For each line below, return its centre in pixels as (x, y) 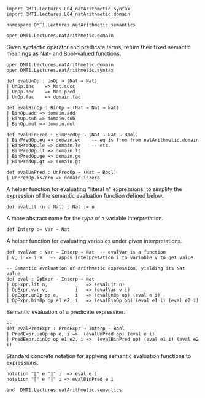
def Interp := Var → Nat (38, 230)
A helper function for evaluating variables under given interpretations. (95, 241)
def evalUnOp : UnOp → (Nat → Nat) (52, 81)
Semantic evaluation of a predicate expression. (66, 312)
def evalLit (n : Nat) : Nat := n (51, 207)
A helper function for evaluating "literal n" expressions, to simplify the (94, 189)
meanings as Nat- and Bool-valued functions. (64, 53)
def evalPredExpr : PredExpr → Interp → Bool (65, 329)
